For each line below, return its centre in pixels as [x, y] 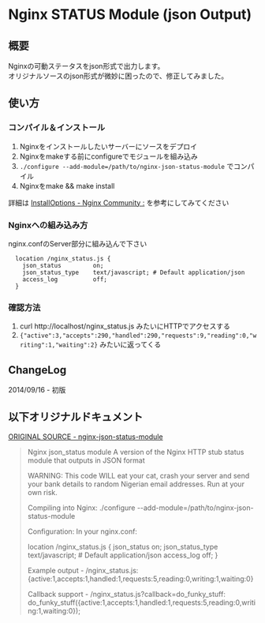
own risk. [42, 492]
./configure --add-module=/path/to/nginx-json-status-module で [127, 166]
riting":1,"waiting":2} [59, 345]
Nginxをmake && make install [67, 186]
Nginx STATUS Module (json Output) [130, 15]
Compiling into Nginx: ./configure [81, 508]
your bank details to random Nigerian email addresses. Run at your [136, 484]
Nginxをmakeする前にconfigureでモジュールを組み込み [109, 156]
